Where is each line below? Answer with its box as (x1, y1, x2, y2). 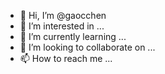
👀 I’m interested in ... (19, 20, 105, 32)
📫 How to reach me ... (19, 53, 113, 64)
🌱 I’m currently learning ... (19, 31, 127, 42)
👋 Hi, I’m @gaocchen (19, 10, 107, 21)
